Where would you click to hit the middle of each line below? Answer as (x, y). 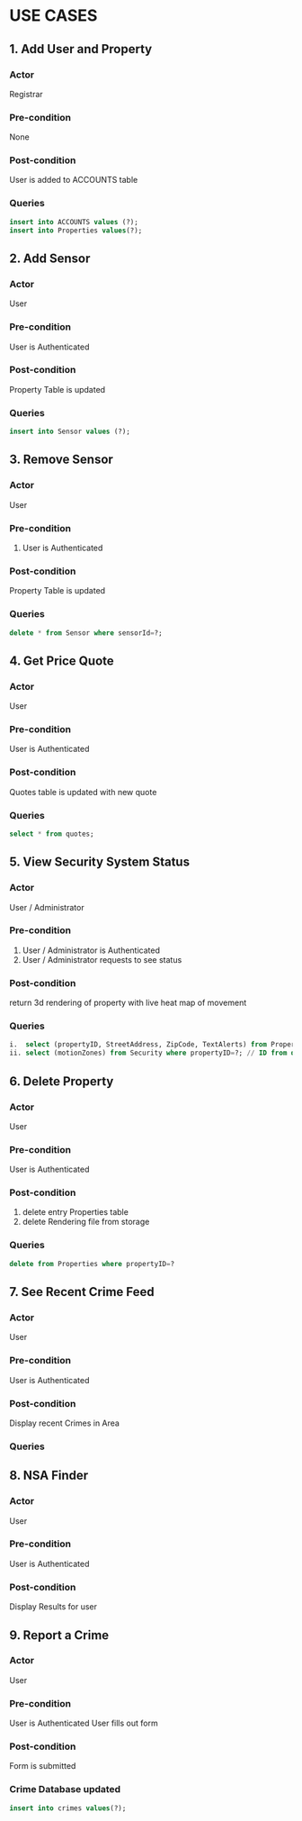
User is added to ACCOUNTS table (74, 180)
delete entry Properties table (75, 1212)
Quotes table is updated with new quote (83, 792)
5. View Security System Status (100, 862)
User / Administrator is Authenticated (91, 950)
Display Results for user (53, 1607)
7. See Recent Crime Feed (82, 1292)
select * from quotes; (52, 834)
